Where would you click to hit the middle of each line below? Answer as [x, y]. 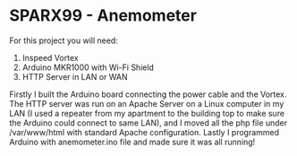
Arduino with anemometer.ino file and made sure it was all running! [132, 142]
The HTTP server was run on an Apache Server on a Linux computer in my [147, 103]
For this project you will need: [64, 40]
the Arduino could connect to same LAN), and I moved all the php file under [148, 123]
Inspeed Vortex [50, 57]
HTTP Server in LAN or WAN [75, 76]
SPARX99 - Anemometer [103, 16]
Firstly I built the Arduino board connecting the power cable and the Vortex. [148, 94]
